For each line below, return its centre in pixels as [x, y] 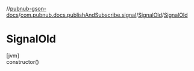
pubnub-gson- [28, 9]
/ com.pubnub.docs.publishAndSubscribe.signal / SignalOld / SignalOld [103, 15]
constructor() [23, 61]
